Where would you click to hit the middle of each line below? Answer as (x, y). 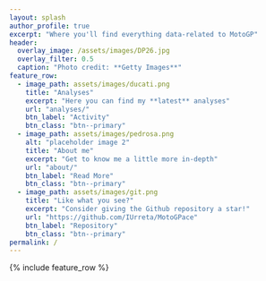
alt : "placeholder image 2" (77, 142)
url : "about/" (51, 167)
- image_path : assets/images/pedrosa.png (96, 134)
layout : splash (38, 17)
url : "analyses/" (58, 109)
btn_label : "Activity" (68, 117)
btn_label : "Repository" (72, 226)
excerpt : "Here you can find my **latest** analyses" (128, 101)
